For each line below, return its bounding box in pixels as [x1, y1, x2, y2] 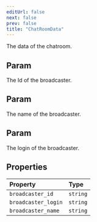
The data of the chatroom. [6, 43, 72, 50]
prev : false [6, 20, 37, 26]
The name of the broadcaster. [6, 110, 81, 118]
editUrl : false [6, 9, 45, 15]
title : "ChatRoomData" [6, 26, 64, 32]
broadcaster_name [9, 207, 60, 214]
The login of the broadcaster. [6, 144, 79, 151]
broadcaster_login [9, 199, 63, 206]
